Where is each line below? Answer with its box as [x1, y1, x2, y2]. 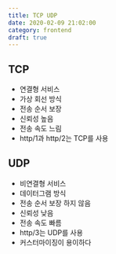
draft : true [8, 33, 47, 42]
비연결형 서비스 [19, 179, 67, 188]
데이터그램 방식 [19, 188, 67, 197]
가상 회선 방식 [19, 94, 62, 104]
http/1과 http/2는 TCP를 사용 [19, 134, 109, 143]
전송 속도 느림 [19, 123, 62, 134]
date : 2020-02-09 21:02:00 [8, 19, 96, 27]
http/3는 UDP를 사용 [19, 227, 84, 237]
